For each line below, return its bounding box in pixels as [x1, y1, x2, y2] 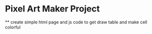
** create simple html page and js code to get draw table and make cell [5, 19, 147, 25]
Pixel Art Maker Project [5, 3, 100, 14]
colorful [5, 24, 21, 30]
